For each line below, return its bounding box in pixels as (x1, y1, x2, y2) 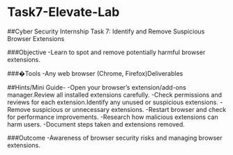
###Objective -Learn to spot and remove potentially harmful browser (7, 48, 206, 56)
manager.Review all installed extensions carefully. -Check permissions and (7, 90, 222, 99)
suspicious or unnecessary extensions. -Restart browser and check (32, 105, 227, 113)
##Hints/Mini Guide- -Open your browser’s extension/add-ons (7, 83, 186, 91)
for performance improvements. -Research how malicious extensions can (7, 113, 218, 121)
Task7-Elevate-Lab (7, 4, 120, 20)
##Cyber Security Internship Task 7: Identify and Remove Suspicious (7, 27, 205, 35)
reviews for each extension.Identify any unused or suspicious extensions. (7, 98, 218, 106)
